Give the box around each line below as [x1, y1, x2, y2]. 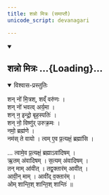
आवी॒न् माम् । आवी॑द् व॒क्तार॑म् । [7, 173, 76, 181]
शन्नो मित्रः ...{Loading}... [7, 62, 103, 74]
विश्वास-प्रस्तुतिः [13, 81, 48, 90]
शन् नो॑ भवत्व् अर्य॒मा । [7, 103, 55, 112]
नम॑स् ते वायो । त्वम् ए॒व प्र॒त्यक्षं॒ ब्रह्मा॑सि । [7, 135, 94, 143]
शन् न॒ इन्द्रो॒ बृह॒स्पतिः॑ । [7, 111, 57, 119]
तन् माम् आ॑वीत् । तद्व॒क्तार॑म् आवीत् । [7, 164, 89, 173]
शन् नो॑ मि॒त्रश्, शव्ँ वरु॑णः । [7, 95, 65, 104]
